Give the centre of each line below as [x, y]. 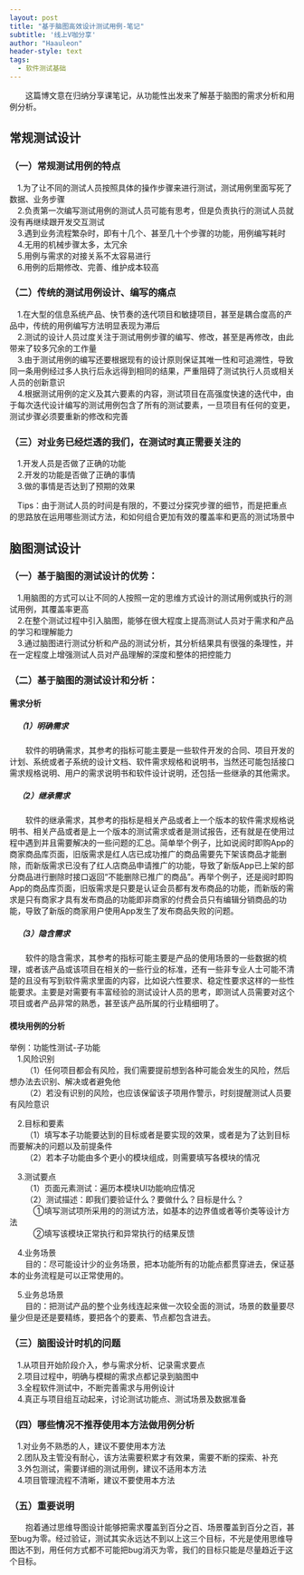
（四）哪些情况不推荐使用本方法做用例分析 [102, 1424]
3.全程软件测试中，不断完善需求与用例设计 [96, 1387]
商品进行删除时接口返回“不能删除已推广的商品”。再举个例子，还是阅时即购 [155, 877]
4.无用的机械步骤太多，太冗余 [73, 244]
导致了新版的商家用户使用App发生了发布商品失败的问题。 [132, 911]
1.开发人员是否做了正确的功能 [72, 464]
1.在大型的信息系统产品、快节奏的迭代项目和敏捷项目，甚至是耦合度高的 [151, 314]
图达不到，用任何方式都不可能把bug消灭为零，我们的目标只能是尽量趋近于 [147, 1550]
